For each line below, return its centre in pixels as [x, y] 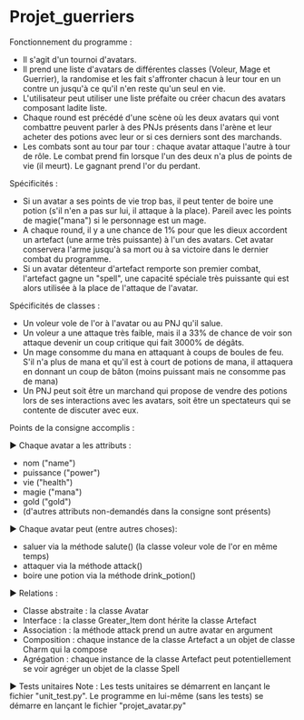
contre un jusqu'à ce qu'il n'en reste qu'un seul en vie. [124, 88]
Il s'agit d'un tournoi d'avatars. [79, 59]
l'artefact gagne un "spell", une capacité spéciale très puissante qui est [156, 278]
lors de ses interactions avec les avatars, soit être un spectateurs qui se [157, 400]
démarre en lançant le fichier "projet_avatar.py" [98, 705]
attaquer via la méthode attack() [83, 565]
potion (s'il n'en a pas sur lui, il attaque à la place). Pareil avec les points [157, 210]
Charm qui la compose [65, 649]
